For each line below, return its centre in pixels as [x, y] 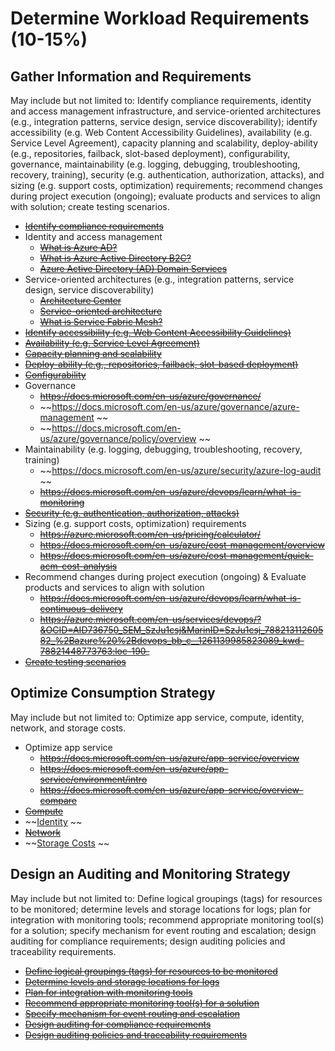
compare [58, 800]
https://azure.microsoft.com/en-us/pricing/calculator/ [150, 534]
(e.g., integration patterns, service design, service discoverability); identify [164, 121]
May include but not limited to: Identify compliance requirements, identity [161, 100]
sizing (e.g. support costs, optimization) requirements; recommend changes [167, 185]
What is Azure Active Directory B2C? [115, 258]
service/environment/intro [93, 779]
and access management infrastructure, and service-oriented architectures [166, 111]
